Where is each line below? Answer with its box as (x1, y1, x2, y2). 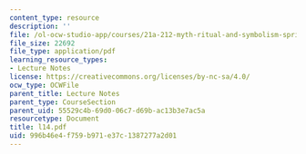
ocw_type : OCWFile (9, 81, 79, 90)
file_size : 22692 (9, 38, 76, 48)
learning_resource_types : (9, 55, 107, 64)
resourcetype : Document (9, 114, 100, 123)
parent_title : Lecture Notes (9, 89, 120, 98)
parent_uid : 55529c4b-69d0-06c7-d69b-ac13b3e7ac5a (9, 106, 206, 115)
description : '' (9, 22, 71, 31)
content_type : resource (9, 13, 100, 23)
